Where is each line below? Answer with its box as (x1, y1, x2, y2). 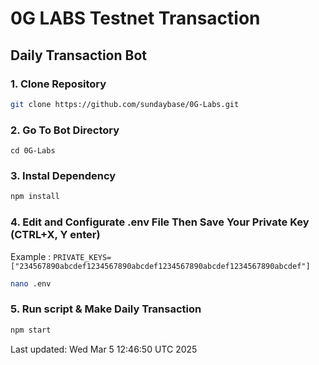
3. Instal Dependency (10, 168, 117, 182)
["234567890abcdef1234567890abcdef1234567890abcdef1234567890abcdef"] (10, 261, 311, 271)
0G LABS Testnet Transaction (10, 7, 261, 30)
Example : (10, 250, 52, 262)
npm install (10, 192, 60, 202)
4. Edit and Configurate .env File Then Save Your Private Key (10, 215, 310, 229)
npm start (10, 325, 52, 335)
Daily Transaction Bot (10, 47, 148, 64)
